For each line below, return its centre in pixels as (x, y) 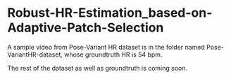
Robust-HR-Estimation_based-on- (110, 13)
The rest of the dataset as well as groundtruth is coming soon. (98, 68)
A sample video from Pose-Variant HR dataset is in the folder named (106, 47)
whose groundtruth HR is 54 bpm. (113, 55)
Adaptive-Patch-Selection (86, 28)
